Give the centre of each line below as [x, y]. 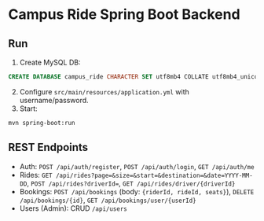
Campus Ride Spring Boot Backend [125, 15]
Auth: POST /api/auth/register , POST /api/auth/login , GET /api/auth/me [137, 166]
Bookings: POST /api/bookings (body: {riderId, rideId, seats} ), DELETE [137, 191]
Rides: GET [36, 175]
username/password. [54, 100]
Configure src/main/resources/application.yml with [104, 91]
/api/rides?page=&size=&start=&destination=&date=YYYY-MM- [154, 175]
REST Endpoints [48, 147]
